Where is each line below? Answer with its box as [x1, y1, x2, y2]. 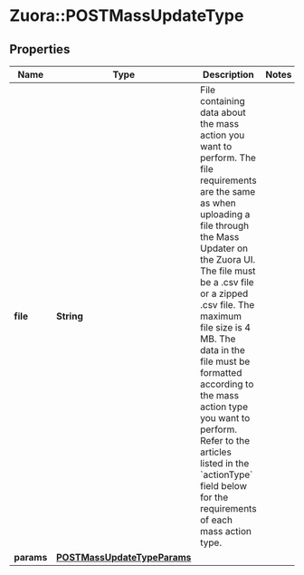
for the [200, 491, 229, 503]
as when [200, 196, 237, 209]
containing [200, 95, 246, 107]
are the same [200, 186, 256, 197]
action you [200, 129, 245, 141]
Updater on [200, 242, 249, 254]
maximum [200, 310, 242, 322]
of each [200, 513, 233, 526]
